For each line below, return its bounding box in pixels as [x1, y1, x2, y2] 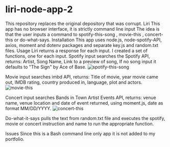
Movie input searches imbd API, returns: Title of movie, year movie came [5, 73, 158, 80]
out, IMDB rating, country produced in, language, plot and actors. [5, 79, 142, 85]
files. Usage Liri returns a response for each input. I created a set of [5, 47, 148, 54]
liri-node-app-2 [5, 4, 73, 15]
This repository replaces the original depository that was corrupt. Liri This [5, 20, 160, 27]
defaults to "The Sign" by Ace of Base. [5, 64, 87, 70]
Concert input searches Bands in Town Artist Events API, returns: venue [5, 94, 157, 101]
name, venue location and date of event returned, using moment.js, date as [5, 100, 163, 106]
